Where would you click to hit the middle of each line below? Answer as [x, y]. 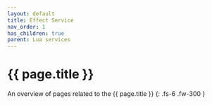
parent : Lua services [39, 40]
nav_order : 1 [26, 27]
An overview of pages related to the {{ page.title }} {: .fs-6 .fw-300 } [106, 94]
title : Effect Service [40, 20]
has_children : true [36, 33]
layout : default [31, 14]
